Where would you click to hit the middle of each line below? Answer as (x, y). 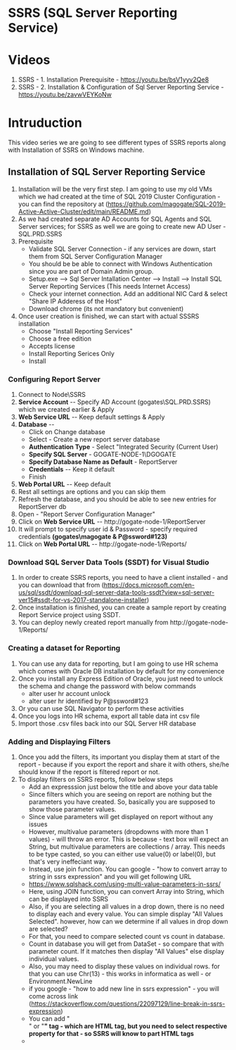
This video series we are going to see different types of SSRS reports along (117, 143)
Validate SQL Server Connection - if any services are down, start (122, 248)
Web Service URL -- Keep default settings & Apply (91, 417)
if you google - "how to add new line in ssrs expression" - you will (124, 989)
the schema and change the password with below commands (107, 686)
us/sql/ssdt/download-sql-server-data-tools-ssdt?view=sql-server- (116, 593)
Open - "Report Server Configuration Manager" (87, 514)
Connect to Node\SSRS (52, 395)
